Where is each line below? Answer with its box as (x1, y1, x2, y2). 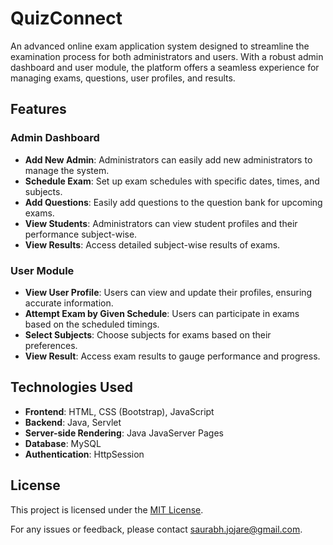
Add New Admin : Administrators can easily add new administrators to (24, 153, 313, 166)
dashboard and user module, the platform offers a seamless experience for (10, 61, 320, 73)
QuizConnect (10, 7, 123, 30)
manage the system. (24, 164, 110, 176)
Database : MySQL (24, 437, 102, 449)
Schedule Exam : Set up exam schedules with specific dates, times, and (24, 175, 320, 187)
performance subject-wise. (24, 228, 138, 240)
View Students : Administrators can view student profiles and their (24, 217, 298, 229)
